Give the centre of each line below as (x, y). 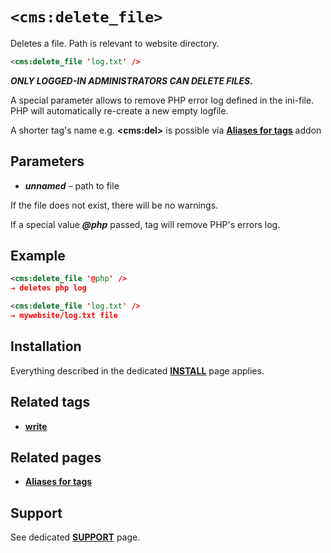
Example (38, 256)
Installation (46, 346)
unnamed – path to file (72, 185)
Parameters (47, 161)
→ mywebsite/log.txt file (64, 316)
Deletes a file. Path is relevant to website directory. (115, 43)
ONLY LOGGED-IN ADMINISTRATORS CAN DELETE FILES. (131, 80)
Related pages (56, 457)
